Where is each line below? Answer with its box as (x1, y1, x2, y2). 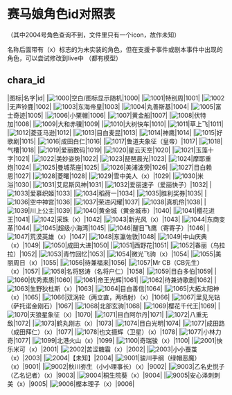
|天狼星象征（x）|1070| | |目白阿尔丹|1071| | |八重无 (27, 310, 208, 319)
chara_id (7, 74, 46, 87)
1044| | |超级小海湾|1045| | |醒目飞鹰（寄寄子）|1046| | (15, 223, 209, 232)
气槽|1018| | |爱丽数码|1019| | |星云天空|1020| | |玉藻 (7, 146, 208, 154)
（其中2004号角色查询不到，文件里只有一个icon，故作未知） (7, 30, 181, 39)
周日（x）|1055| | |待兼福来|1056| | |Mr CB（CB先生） (12, 258, 204, 267)
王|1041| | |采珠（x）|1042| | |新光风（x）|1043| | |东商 (7, 215, 220, 223)
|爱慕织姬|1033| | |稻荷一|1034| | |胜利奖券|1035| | (27, 188, 207, 197)
